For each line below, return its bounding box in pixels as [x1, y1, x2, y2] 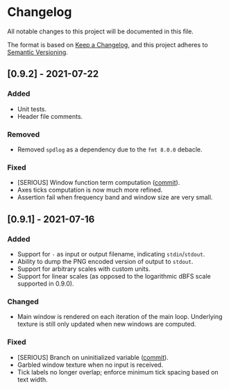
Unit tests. [17, 105, 47, 113]
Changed [7, 297, 40, 306]
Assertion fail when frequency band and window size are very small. [17, 193, 213, 201]
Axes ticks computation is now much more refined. [17, 185, 163, 194]
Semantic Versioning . [7, 48, 68, 56]
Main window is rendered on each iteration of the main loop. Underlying [17, 313, 223, 321]
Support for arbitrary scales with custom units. [17, 265, 151, 273]
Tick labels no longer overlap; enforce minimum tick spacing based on [17, 367, 219, 376]
